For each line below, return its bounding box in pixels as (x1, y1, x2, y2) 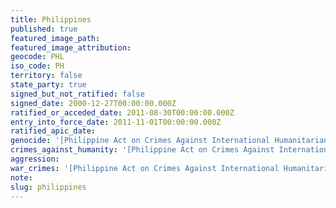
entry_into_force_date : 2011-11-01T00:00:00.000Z (10, 117, 222, 127)
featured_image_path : (10, 33, 101, 43)
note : (10, 172, 33, 183)
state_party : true (10, 80, 87, 90)
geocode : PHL (10, 52, 65, 62)
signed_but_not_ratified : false (10, 89, 145, 99)
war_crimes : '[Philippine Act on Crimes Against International (10, 163, 280, 173)
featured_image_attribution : (10, 42, 132, 53)
